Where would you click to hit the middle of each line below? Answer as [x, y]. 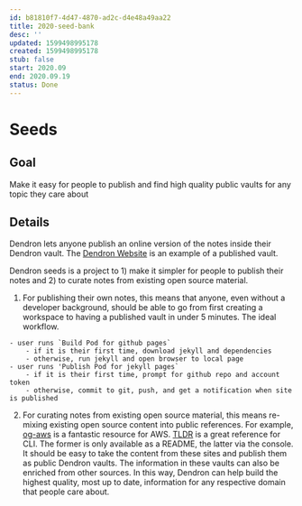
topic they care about [49, 194]
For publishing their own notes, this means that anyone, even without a [154, 298]
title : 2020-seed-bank [52, 26]
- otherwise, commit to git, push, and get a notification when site [159, 391]
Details [29, 222]
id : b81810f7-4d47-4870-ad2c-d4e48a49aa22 [90, 18]
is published [34, 399]
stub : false [32, 60]
